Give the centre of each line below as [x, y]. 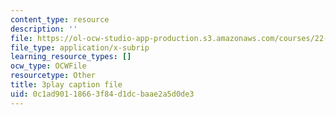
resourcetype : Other [53, 76]
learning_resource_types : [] [71, 57]
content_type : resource [60, 19]
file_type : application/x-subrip [80, 47]
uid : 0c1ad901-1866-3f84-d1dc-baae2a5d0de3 [102, 94]
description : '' [44, 29]
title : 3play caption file [66, 85]
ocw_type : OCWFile [48, 66]
